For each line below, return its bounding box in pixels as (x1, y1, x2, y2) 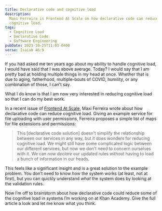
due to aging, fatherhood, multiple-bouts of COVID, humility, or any (5, 76, 138, 82)
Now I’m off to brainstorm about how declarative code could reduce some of (5, 190, 157, 196)
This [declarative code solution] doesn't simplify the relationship (16, 130, 145, 136)
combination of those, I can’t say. (5, 81, 71, 87)
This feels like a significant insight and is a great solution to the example (5, 165, 148, 171)
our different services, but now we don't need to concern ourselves (16, 146, 151, 151)
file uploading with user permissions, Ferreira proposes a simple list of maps (5, 116, 157, 121)
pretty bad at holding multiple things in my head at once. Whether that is (5, 71, 148, 77)
